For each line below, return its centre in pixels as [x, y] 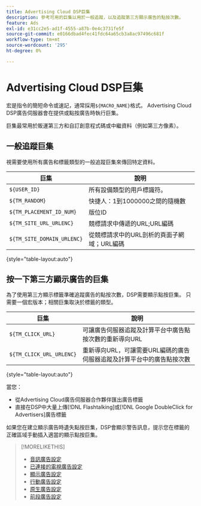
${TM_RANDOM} [28, 201]
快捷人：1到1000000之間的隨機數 [137, 201]
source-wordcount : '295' [37, 46]
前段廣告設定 [45, 497]
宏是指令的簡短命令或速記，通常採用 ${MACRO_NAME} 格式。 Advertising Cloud [99, 105]
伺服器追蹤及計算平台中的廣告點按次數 [137, 359]
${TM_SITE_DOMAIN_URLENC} [46, 239]
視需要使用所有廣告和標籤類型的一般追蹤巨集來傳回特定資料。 [82, 162]
